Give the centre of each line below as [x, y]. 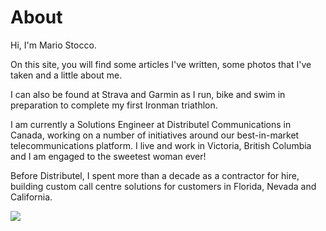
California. [31, 197]
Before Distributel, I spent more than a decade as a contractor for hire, [155, 175]
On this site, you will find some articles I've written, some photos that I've [161, 64]
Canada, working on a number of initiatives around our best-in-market [155, 135]
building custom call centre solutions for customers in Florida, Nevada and [163, 186]
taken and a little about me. [66, 75]
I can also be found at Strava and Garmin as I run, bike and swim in [148, 94]
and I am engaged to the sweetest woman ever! [108, 156]
